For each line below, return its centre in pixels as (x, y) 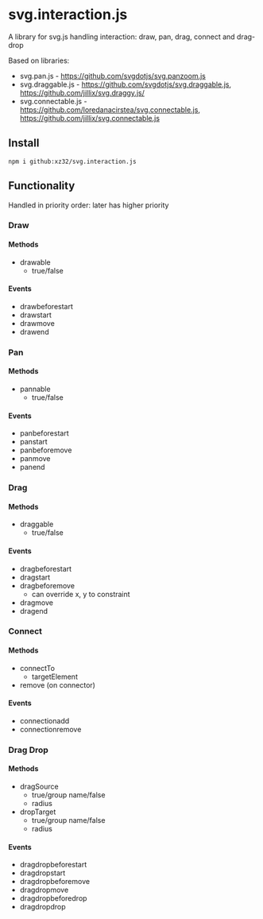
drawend (34, 332)
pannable (35, 389)
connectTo (37, 668)
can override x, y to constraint (81, 594)
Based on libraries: (39, 60)
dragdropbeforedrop (53, 898)
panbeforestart (44, 433)
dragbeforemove (47, 585)
